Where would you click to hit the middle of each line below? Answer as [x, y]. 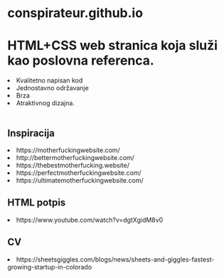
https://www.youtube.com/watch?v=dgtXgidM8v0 [90, 220]
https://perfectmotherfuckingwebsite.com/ [79, 173]
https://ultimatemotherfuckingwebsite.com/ [80, 180]
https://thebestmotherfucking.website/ [73, 165]
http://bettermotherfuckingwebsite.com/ [76, 157]
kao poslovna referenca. [81, 61]
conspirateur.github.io [75, 13]
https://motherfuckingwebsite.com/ [69, 150]
